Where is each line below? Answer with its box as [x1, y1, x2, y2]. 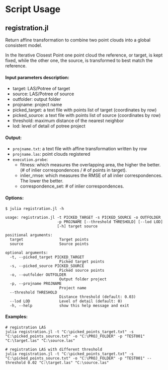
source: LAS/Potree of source [12, 91, 74, 97]
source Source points [10, 241, 89, 246]
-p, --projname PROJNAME [10, 281, 62, 286]
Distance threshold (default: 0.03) [59, 294, 136, 299]
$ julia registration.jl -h [5, 206, 64, 211]
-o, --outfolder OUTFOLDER [10, 272, 66, 277]
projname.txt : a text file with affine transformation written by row [12, 146, 147, 152]
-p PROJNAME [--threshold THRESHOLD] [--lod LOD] [57, 219, 163, 224]
